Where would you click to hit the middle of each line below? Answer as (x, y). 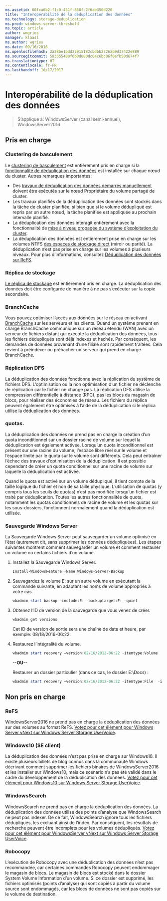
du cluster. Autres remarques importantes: (49, 176)
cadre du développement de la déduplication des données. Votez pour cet (82, 778)
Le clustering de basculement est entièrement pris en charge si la (72, 165)
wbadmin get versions (35, 619)
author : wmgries (22, 33)
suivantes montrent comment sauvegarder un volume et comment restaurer (83, 547)
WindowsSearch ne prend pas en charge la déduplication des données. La (82, 807)
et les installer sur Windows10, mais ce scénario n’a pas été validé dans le (81, 772)
